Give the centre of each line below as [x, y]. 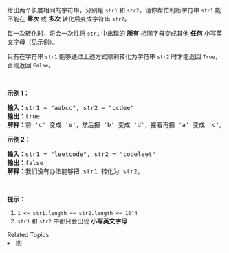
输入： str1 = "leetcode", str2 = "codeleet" [81, 154]
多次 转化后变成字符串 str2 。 [89, 19]
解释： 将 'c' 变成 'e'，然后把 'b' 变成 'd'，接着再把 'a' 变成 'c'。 [116, 125]
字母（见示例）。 [35, 42]
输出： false [25, 163]
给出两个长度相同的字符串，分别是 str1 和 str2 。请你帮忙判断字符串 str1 [110, 10]
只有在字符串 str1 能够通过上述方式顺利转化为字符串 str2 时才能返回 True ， [114, 56]
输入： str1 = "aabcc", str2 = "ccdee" [70, 108]
